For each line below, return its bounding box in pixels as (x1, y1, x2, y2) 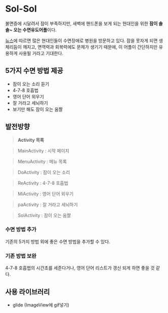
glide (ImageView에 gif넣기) (12, 302, 70, 308)
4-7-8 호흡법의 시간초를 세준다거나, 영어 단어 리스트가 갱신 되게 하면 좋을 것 (5, 265, 155, 271)
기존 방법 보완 (5, 252, 37, 259)
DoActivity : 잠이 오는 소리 (17, 169, 70, 175)
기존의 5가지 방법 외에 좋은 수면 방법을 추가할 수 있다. (5, 239, 110, 245)
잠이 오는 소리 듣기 (12, 81, 50, 87)
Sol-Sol (5, 3, 37, 15)
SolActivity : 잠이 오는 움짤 (17, 212, 71, 218)
